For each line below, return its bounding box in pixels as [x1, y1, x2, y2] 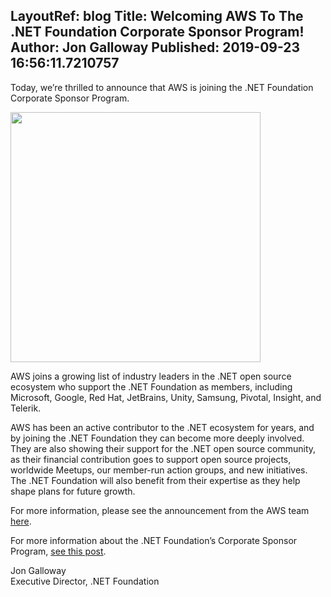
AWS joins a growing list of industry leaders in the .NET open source [10, 370, 292, 382]
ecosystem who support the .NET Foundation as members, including [10, 380, 293, 393]
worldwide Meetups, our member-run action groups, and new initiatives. [10, 464, 308, 476]
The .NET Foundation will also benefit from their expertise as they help [10, 474, 301, 486]
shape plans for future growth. [10, 485, 136, 497]
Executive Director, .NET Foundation [10, 575, 160, 587]
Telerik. [10, 402, 42, 414]
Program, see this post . [10, 545, 107, 557]
